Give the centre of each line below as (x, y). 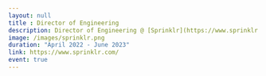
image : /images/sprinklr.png (57, 38)
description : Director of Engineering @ (76, 30)
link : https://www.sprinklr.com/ (64, 52)
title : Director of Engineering (64, 23)
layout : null (30, 15)
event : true (28, 60)
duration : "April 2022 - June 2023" (69, 45)
